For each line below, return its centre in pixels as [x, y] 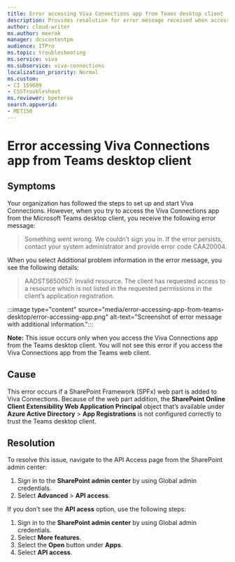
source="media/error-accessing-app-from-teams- [151, 309]
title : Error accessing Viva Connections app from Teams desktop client [115, 14]
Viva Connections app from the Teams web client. [79, 352]
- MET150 [20, 111]
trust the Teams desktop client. [52, 421]
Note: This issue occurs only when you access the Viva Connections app [113, 338]
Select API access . [45, 552]
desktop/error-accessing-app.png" [58, 317]
